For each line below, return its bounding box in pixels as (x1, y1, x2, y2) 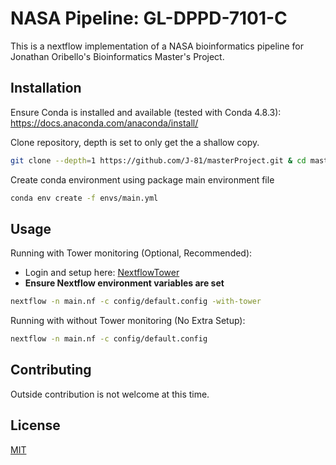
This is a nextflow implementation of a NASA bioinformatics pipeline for (10, 40, 304, 52)
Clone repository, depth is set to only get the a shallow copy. (10, 136, 260, 148)
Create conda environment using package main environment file (10, 173, 275, 186)
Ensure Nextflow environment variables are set (24, 277, 225, 289)
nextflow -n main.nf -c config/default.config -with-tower (10, 297, 262, 307)
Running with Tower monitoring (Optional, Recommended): (10, 247, 253, 259)
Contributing (10, 362, 92, 379)
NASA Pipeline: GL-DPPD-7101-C (10, 7, 288, 30)
